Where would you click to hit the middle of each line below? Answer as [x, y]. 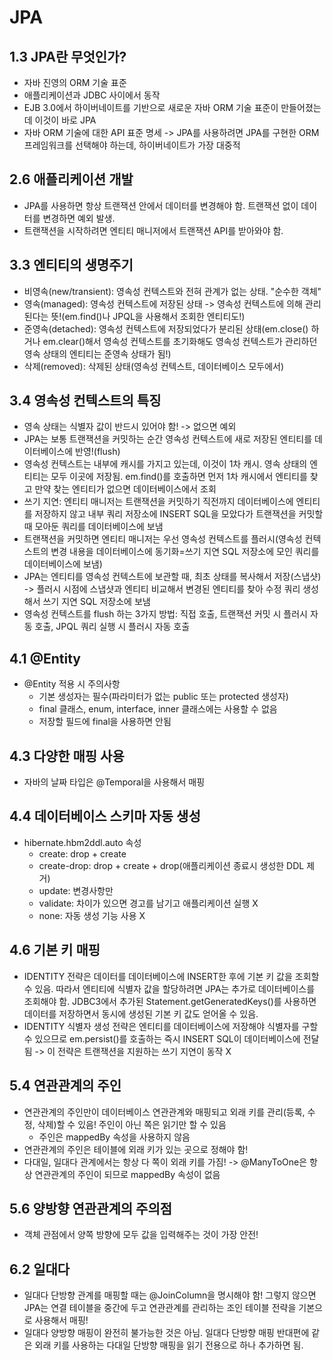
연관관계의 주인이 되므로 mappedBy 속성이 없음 [127, 1174]
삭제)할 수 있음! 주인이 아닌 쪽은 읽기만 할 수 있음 [132, 1124]
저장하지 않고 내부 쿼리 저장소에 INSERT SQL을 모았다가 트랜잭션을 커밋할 [179, 514]
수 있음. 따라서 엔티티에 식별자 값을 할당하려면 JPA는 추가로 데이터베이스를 [169, 988]
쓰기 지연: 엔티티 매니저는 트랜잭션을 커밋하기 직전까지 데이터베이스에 [158, 502]
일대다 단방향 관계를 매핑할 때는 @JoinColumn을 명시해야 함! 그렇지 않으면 [170, 1295]
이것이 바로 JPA [65, 120]
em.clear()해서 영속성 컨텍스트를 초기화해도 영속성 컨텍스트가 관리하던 [180, 341]
